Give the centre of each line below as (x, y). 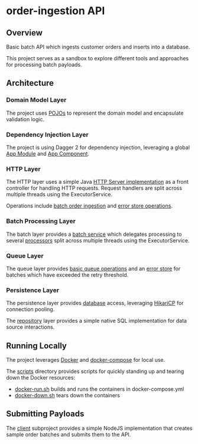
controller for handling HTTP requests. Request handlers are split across (94, 188)
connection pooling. (30, 309)
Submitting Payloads (45, 414)
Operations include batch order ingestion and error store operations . (90, 206)
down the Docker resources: (41, 377)
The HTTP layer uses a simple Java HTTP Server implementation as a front (98, 182)
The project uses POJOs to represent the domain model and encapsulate (95, 113)
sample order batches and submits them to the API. (69, 434)
